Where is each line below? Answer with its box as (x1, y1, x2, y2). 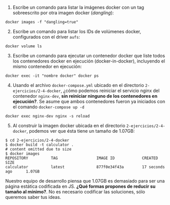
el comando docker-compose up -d (12, 104, 85, 110)
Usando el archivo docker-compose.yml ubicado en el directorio (12, 82, 144, 88)
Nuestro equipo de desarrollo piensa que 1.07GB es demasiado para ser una (5, 178, 165, 184)
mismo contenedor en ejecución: (12, 64, 82, 69)
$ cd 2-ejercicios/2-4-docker (5, 138, 70, 143)
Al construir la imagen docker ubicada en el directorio (12, 123, 126, 129)
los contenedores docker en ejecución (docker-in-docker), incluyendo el (12, 58, 165, 64)
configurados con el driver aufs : (12, 34, 80, 40)
